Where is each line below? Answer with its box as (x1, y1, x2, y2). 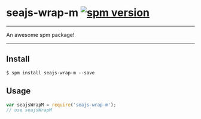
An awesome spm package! (6, 31, 75, 38)
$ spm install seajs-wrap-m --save (6, 70, 95, 76)
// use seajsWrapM (6, 107, 52, 113)
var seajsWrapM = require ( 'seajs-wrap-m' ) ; (6, 102, 117, 108)
